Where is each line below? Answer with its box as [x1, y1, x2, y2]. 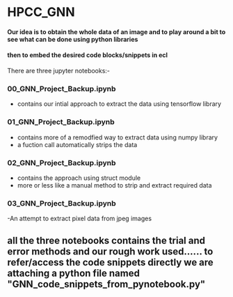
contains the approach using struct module [17, 174, 141, 182]
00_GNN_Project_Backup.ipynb [7, 84, 116, 93]
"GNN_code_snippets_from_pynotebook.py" [7, 278, 206, 290]
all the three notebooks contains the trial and [7, 234, 206, 246]
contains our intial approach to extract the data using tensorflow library [17, 100, 221, 108]
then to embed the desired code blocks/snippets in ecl [7, 51, 168, 59]
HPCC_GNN [7, 4, 75, 20]
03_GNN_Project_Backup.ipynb [7, 198, 116, 208]
